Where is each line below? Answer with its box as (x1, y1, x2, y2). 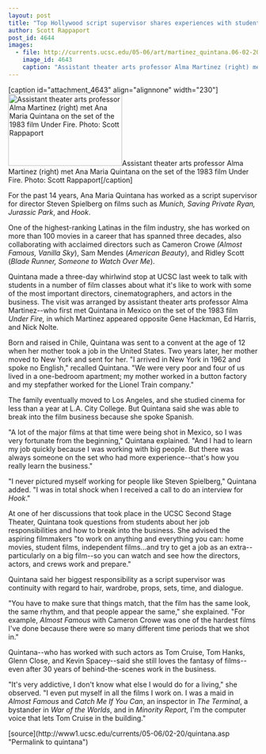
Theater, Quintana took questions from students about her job (8, 517, 210, 526)
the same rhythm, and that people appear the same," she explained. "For (8, 607, 245, 616)
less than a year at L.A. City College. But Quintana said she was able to (8, 404, 239, 413)
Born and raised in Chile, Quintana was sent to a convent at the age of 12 (8, 338, 245, 347)
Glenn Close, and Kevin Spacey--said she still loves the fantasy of (8, 656, 223, 665)
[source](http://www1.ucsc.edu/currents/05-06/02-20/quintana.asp (8, 729, 230, 738)
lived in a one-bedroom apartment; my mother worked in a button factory (8, 371, 247, 381)
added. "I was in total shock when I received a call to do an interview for (8, 484, 244, 494)
